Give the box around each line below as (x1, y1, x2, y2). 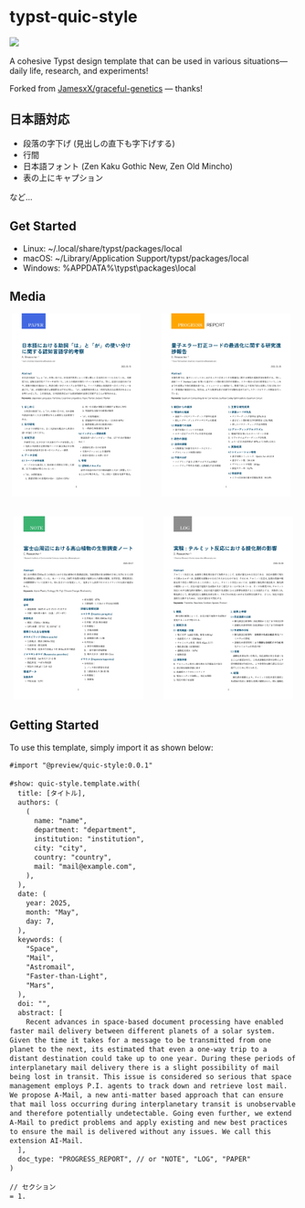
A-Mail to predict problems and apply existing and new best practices (9, 1117, 288, 1127)
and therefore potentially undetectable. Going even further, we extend (9, 1108, 292, 1117)
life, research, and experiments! (29, 65, 149, 76)
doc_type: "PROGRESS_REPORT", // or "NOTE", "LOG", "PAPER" (17, 1154, 251, 1163)
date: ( (17, 889, 47, 898)
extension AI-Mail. (9, 1136, 84, 1145)
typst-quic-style (9, 6, 138, 27)
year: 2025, (26, 898, 71, 907)
